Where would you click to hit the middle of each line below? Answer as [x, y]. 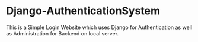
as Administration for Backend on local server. [63, 33]
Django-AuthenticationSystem [83, 11]
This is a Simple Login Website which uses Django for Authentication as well [99, 27]
